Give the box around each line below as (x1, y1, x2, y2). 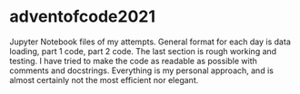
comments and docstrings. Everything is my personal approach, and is (9, 65, 275, 76)
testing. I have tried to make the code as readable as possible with (9, 55, 257, 66)
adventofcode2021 (9, 6, 156, 27)
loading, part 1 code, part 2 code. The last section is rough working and (9, 45, 277, 56)
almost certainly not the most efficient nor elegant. (9, 74, 199, 85)
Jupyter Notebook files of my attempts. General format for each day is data (9, 36, 291, 47)
